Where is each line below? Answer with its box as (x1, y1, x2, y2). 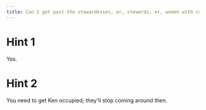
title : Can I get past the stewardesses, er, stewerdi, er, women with (6, 9, 193, 15)
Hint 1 (6, 35, 36, 49)
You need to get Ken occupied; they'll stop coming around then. (6, 97, 167, 104)
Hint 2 (6, 77, 38, 90)
